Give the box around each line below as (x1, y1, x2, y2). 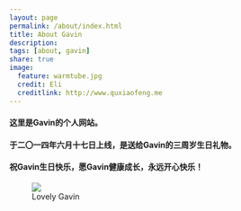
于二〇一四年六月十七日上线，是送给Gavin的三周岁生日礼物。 (9, 139, 237, 150)
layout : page (9, 13, 58, 22)
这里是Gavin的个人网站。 (9, 118, 103, 128)
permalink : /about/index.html (9, 22, 123, 31)
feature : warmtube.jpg (17, 72, 103, 81)
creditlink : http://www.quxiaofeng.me (17, 88, 164, 97)
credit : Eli (17, 80, 63, 89)
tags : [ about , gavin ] (9, 47, 91, 56)
